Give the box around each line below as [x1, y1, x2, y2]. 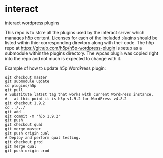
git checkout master [5, 75, 48, 79]
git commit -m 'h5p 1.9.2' [5, 114, 61, 118]
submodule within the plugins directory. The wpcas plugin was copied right [5, 50, 159, 56]
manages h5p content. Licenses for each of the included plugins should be [5, 35, 158, 40]
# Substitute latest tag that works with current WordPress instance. [5, 92, 154, 97]
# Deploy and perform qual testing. [5, 135, 81, 140]
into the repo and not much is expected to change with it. [5, 55, 122, 61]
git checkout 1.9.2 [5, 100, 45, 106]
